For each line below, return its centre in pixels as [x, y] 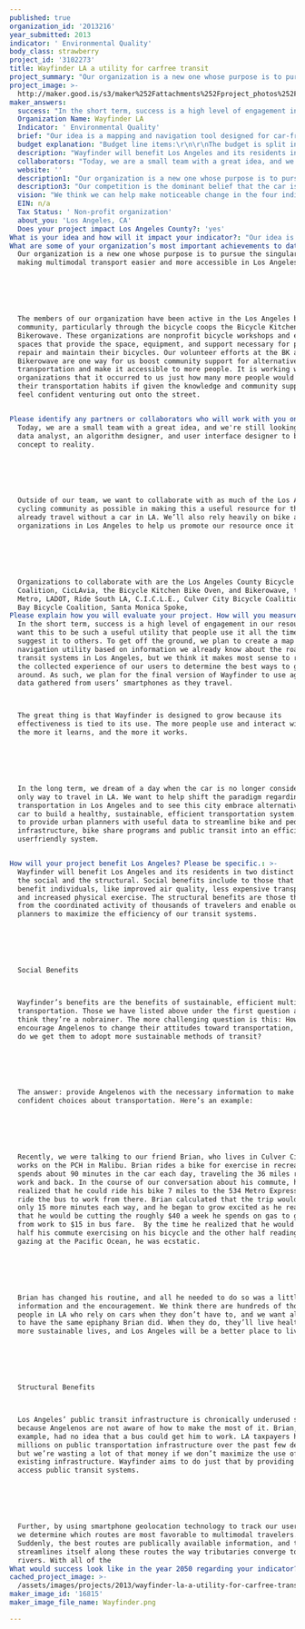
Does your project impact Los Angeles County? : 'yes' [121, 229]
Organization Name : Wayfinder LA [81, 119]
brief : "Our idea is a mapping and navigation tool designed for [144, 136]
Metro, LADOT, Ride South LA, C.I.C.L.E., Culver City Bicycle [139, 599]
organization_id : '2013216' [63, 26]
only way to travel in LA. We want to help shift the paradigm [139, 797]
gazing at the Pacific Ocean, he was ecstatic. [109, 1241]
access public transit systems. [79, 1471]
